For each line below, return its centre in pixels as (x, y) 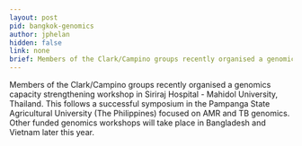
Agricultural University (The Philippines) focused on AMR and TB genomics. (150, 113)
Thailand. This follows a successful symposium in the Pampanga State (140, 103)
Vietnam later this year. (52, 132)
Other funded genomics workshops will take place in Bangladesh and (138, 123)
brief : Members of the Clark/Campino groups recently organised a (136, 59)
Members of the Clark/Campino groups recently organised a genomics (140, 85)
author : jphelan (40, 34)
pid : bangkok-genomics (52, 26)
